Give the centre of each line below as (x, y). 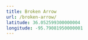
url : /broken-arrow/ (32, 17)
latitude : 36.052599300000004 (43, 22)
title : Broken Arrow (32, 11)
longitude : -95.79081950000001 (45, 28)
